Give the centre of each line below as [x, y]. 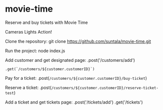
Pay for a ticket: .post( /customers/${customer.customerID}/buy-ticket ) [76, 78]
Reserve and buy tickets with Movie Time [46, 22]
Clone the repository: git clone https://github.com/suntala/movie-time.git [78, 41]
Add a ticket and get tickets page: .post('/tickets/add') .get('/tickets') [74, 102]
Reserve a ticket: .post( [28, 87]
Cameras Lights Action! [29, 32]
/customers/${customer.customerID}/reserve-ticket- [105, 88]
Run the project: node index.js [35, 51]
